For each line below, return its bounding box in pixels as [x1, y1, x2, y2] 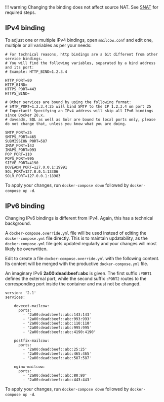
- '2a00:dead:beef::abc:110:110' [23, 321, 92, 326]
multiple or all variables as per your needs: [5, 42, 92, 48]
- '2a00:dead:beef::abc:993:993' [23, 316, 92, 322]
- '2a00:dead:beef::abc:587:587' [23, 355, 92, 360]
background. [5, 220, 31, 226]
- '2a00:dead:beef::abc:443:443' [23, 377, 92, 382]
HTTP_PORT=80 [5, 78, 32, 83]
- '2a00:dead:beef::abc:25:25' [23, 347, 87, 352]
